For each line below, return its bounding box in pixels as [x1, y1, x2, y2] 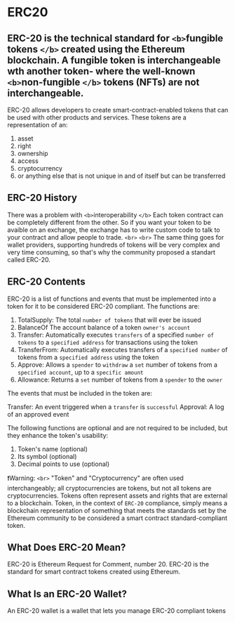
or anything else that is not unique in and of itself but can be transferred [17, 171, 226, 180]
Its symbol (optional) [17, 452, 77, 460]
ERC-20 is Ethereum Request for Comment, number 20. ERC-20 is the [7, 560, 209, 569]
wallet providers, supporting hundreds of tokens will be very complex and [7, 240, 220, 249]
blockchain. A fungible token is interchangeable [7, 54, 221, 66]
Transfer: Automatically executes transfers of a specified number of [17, 330, 214, 339]
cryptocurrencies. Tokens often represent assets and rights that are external [7, 491, 228, 500]
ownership [17, 149, 48, 157]
